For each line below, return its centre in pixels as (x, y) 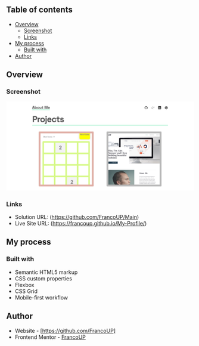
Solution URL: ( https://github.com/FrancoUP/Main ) (77, 217)
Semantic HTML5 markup (46, 272)
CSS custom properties (43, 278)
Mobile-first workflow (41, 297)
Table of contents (39, 10)
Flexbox (24, 285)
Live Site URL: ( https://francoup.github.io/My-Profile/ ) (81, 223)
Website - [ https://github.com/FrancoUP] (65, 330)
